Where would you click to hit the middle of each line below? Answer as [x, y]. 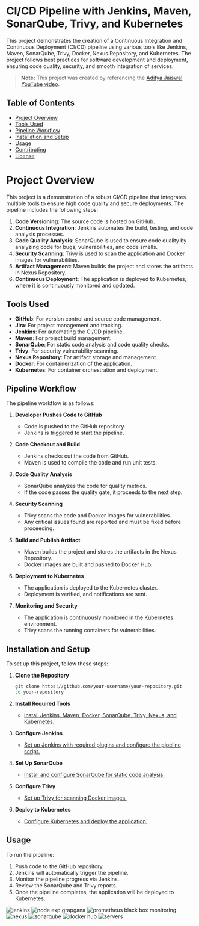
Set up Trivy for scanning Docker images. [75, 798]
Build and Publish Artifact [47, 540]
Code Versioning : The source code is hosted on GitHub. [85, 221]
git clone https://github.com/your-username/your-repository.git [98, 687]
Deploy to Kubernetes [43, 809]
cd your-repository [39, 692]
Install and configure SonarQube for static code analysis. [94, 774]
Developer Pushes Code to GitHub [58, 415]
